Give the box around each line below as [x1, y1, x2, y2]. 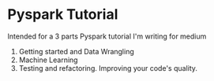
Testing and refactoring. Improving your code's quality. [18, 63, 198, 72]
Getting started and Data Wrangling [18, 46, 135, 56]
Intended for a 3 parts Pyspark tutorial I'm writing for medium [7, 31, 207, 41]
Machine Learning [18, 55, 78, 64]
